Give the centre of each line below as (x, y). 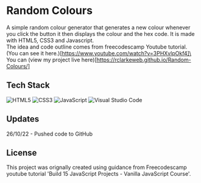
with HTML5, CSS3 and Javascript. (50, 40)
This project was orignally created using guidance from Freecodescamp (97, 167)
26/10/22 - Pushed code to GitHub (50, 134)
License (22, 153)
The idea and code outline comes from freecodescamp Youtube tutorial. (97, 47)
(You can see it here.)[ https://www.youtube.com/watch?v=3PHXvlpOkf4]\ (99, 53)
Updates (23, 119)
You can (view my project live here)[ (52, 60)
